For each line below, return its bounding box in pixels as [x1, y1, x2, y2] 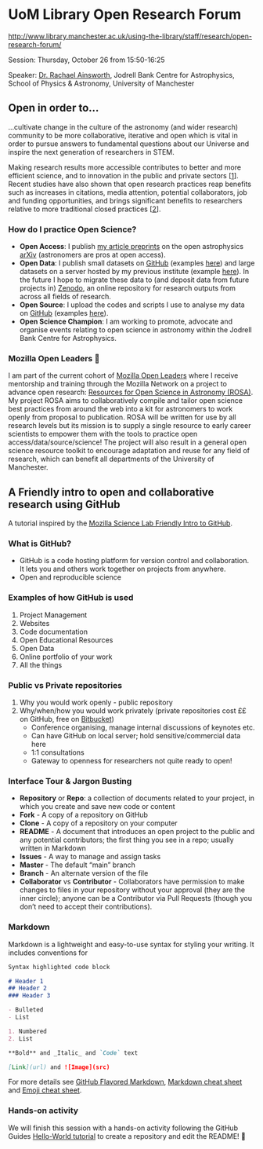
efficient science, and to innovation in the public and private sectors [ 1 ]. [8, 170, 239, 180]
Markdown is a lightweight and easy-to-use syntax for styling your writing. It [8, 939, 254, 949]
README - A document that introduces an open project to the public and [19, 827, 255, 836]
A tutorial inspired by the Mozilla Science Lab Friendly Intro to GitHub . [8, 518, 233, 528]
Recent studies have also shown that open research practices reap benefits [8, 179, 252, 188]
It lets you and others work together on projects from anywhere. [19, 564, 226, 574]
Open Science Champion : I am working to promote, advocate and [19, 317, 233, 327]
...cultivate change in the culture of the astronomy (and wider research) [8, 122, 239, 131]
